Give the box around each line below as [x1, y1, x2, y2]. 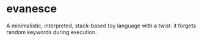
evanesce [6, 2, 57, 16]
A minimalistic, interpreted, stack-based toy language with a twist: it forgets [6, 22, 197, 29]
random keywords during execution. [6, 28, 97, 35]
